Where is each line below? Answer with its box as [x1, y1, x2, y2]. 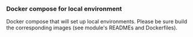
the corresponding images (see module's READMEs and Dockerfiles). [6, 24, 178, 31]
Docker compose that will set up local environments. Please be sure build [6, 18, 188, 25]
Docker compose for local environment [6, 5, 122, 13]
